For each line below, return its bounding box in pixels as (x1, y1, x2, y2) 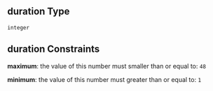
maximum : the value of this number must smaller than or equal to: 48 (7, 62, 207, 70)
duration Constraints (7, 43, 100, 55)
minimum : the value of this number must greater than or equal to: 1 (7, 75, 202, 83)
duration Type (7, 6, 70, 17)
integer (7, 24, 30, 31)
